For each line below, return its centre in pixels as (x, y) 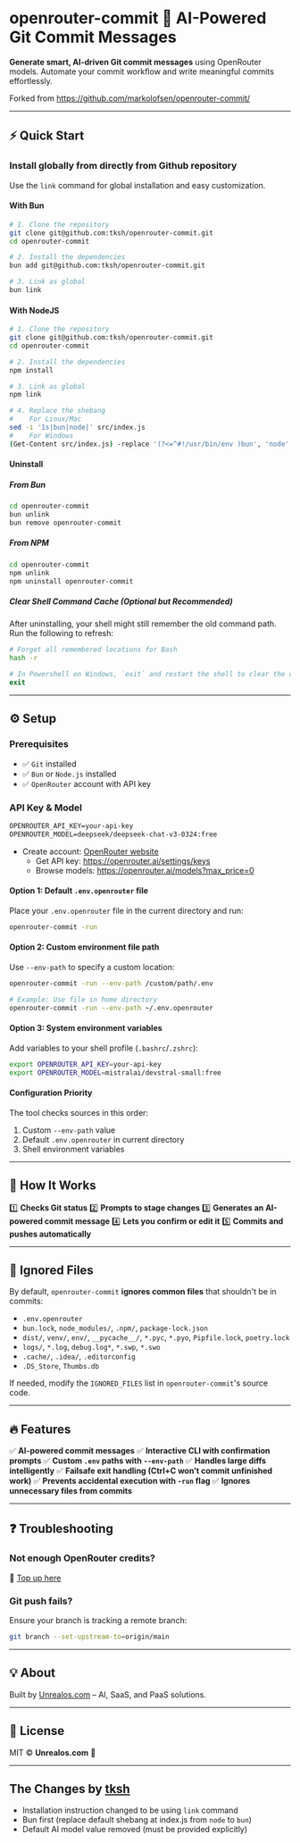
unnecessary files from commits (71, 1491)
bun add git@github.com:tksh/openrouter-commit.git (107, 266)
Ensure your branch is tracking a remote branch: (98, 1621)
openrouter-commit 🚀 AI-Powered (138, 18)
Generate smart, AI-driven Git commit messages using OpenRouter (135, 62)
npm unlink (29, 573)
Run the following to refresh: (62, 633)
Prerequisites (39, 744)
